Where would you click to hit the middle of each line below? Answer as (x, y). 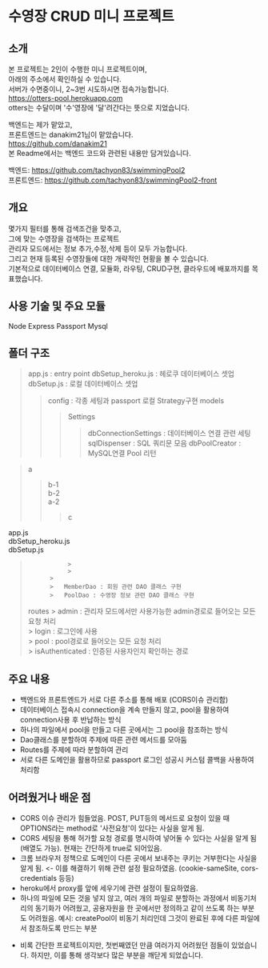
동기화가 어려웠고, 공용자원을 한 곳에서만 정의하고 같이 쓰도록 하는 (137, 908)
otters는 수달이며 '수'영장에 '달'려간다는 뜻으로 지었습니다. (99, 108)
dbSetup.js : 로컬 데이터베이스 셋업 (83, 384)
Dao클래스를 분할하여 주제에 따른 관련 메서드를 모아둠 (104, 740)
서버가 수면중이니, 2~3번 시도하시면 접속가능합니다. (89, 89)
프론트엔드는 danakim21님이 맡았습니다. (71, 134)
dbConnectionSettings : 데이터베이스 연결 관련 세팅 (169, 434)
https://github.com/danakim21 (58, 144)
